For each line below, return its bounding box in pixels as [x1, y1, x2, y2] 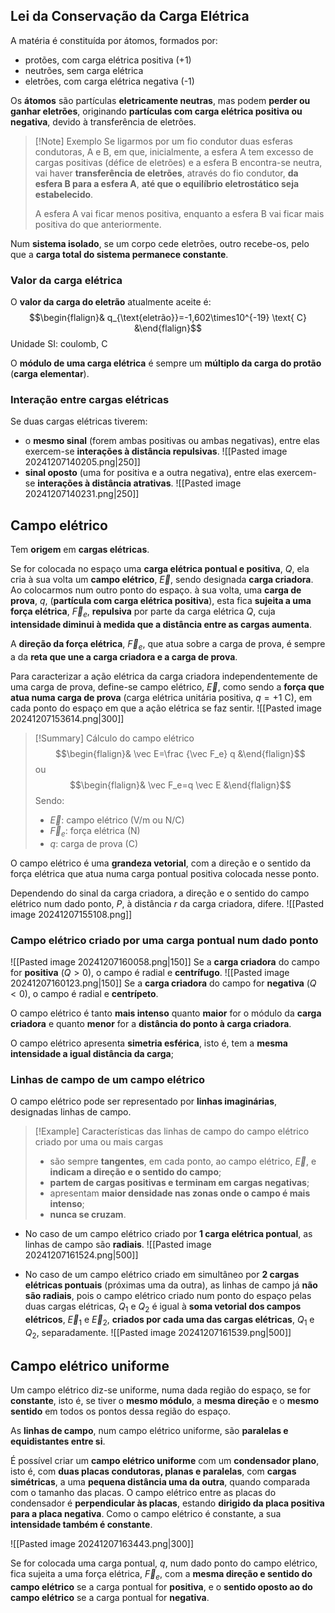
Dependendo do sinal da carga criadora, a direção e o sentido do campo [10, 887, 310, 899]
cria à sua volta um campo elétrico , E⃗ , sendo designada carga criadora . [10, 574, 314, 586]
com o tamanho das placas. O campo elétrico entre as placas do [10, 1487, 277, 1499]
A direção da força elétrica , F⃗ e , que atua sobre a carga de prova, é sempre [10, 638, 326, 652]
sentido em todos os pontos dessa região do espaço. [10, 1405, 231, 1418]
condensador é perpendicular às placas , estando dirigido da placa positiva [10, 1497, 325, 1509]
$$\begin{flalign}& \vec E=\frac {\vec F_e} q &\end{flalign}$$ [55, 747, 306, 759]
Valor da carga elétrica [10, 273, 123, 287]
